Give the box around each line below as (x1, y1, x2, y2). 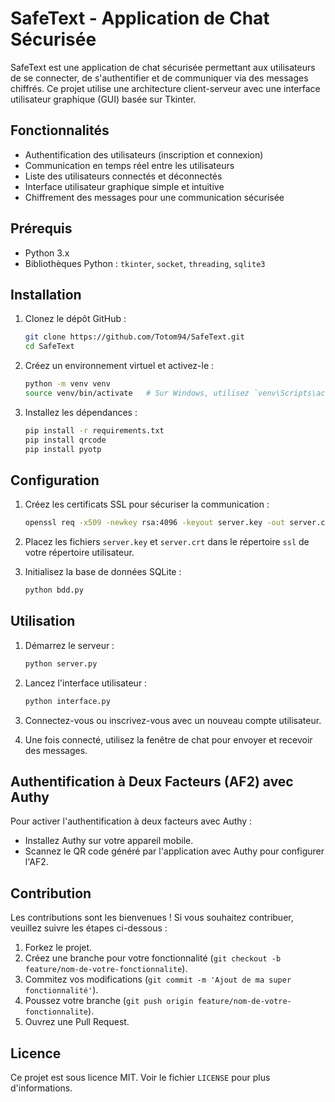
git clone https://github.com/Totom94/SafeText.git (24, 332, 245, 342)
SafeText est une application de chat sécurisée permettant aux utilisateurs (10, 61, 316, 73)
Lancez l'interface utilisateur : (24, 677, 148, 689)
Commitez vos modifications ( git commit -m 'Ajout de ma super (24, 973, 292, 986)
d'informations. (10, 1082, 73, 1094)
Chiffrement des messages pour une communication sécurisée (24, 191, 285, 203)
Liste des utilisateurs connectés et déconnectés (24, 170, 223, 182)
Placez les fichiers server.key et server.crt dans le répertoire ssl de (24, 536, 310, 548)
